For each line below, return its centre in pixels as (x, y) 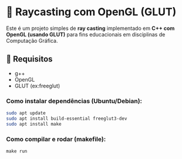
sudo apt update (26, 113)
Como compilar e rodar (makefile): (56, 139)
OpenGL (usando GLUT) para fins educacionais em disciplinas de (86, 34)
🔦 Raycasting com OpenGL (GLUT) (91, 12)
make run (17, 151)
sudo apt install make (34, 124)
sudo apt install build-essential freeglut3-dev (67, 119)
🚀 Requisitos (29, 59)
